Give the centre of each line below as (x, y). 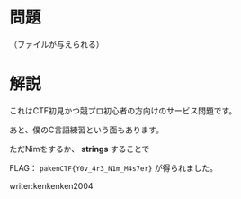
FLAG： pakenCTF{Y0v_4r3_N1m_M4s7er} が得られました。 (114, 167)
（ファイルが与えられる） (57, 44)
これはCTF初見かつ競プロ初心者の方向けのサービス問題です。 (123, 110)
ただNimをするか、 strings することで (80, 149)
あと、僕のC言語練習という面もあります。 (87, 130)
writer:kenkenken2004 (51, 185)
